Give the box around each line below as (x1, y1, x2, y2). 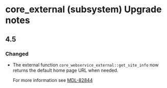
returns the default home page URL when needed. (12, 67, 118, 73)
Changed (5, 50, 29, 57)
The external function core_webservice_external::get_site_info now (12, 61, 159, 68)
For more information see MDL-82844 (12, 77, 93, 83)
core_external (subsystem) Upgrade (5, 4, 162, 15)
